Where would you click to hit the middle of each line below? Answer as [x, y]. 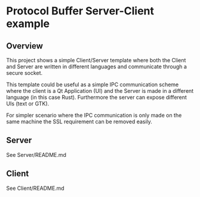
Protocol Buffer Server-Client [80, 11]
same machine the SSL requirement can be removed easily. [79, 122]
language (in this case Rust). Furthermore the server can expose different [96, 97]
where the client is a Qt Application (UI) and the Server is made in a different [100, 91]
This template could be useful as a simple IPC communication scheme [93, 84]
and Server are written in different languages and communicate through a [96, 66]
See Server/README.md [36, 154]
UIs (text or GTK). [28, 104]
